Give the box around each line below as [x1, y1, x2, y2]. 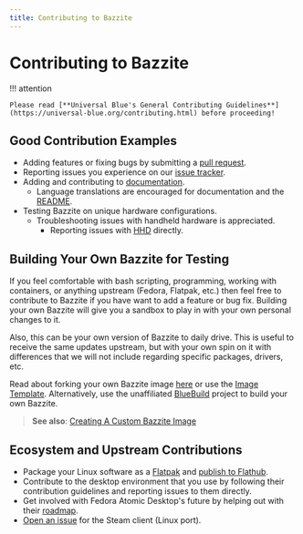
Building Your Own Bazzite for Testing [9, 252, 230, 267]
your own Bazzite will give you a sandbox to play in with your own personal [9, 304, 292, 315]
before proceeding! [201, 108, 276, 118]
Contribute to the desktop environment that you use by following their [22, 476, 285, 487]
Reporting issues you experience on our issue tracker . [22, 167, 226, 178]
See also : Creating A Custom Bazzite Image [31, 416, 197, 426]
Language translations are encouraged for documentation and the [36, 186, 285, 197]
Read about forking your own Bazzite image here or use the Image [9, 379, 259, 390]
